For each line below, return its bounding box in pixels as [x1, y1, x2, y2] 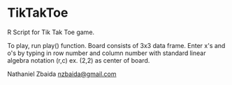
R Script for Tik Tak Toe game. [7, 28, 95, 36]
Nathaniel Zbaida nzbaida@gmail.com [7, 70, 117, 78]
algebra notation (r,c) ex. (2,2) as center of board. [7, 56, 150, 64]
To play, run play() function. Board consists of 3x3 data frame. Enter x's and [7, 41, 226, 49]
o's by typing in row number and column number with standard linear [7, 49, 206, 57]
